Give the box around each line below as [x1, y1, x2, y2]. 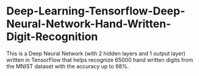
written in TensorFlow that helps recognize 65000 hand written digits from [6, 56, 194, 63]
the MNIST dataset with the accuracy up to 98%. [6, 62, 129, 70]
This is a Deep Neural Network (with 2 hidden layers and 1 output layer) [6, 49, 186, 57]
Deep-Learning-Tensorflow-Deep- [6, 4, 186, 18]
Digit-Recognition [6, 30, 98, 43]
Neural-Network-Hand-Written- [6, 17, 172, 31]
